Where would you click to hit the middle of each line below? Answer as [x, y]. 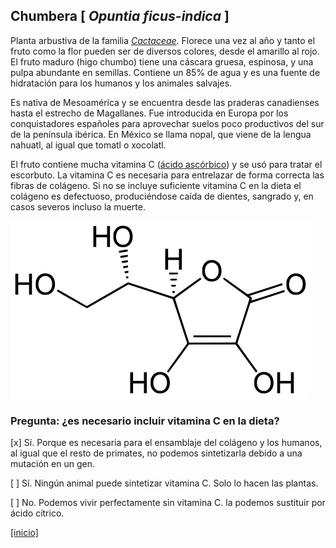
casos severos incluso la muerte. [78, 206]
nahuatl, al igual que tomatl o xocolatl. [88, 145]
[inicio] [24, 533]
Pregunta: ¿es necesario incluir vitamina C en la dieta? [145, 421]
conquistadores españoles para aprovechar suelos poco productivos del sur [167, 123]
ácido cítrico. [37, 513]
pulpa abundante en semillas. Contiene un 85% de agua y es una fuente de [165, 72]
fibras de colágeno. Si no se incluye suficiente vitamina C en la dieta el [156, 185]
